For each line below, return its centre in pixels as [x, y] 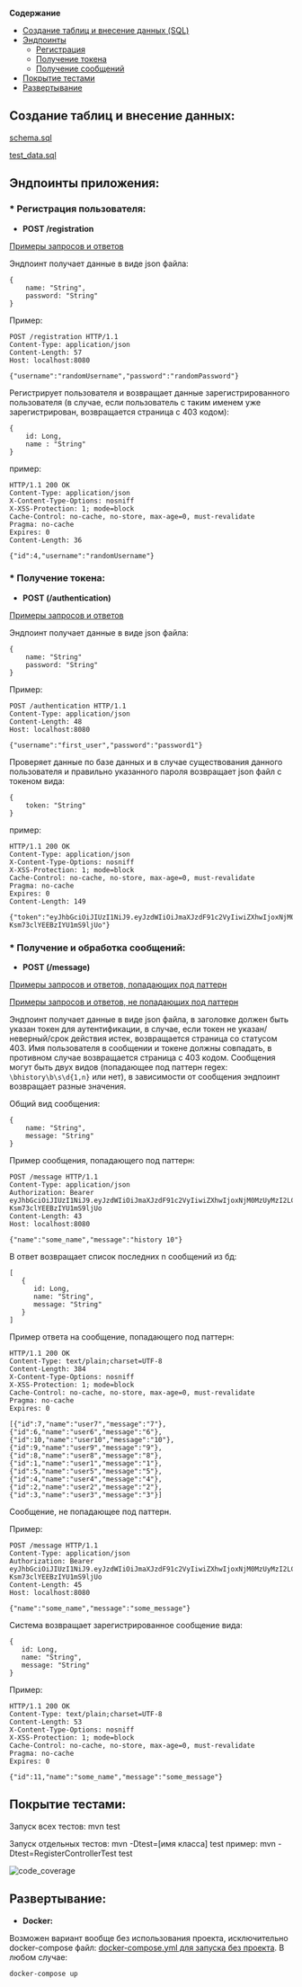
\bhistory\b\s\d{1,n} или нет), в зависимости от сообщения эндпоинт [145, 1077]
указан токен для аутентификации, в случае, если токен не [123, 1029]
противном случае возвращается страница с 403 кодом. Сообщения [142, 1058]
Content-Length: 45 [46, 1585]
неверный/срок [39, 1038]
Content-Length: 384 [48, 1369]
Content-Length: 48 [46, 722]
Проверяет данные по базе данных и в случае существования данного [146, 762]
